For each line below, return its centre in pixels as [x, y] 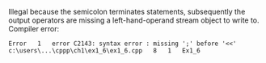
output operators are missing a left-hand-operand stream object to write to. [134, 20]
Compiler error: [34, 29]
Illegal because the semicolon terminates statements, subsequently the [127, 12]
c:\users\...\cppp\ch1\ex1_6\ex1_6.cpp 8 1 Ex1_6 [104, 51]
